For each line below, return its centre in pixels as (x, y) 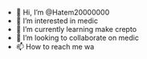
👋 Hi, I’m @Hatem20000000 (63, 12)
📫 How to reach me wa (55, 47)
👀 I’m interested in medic (57, 21)
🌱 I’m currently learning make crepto (76, 29)
